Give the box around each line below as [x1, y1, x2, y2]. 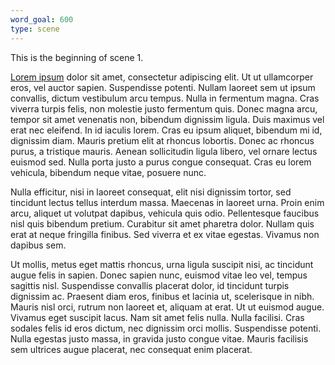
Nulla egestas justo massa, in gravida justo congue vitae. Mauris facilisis [10, 332, 309, 345]
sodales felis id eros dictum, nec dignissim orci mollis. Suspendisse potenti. [10, 322, 322, 334]
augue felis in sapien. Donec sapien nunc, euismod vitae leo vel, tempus [10, 269, 308, 281]
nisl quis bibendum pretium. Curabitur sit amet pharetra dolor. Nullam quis [10, 217, 315, 230]
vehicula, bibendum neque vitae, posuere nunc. [10, 166, 207, 178]
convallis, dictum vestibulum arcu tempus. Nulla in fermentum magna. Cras [10, 92, 320, 104]
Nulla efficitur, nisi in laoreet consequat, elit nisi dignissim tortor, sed [10, 186, 292, 198]
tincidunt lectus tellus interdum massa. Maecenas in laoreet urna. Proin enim [10, 196, 325, 208]
